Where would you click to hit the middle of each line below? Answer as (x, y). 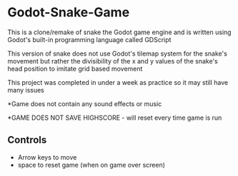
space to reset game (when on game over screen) (91, 165)
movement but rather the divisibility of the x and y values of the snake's (113, 61)
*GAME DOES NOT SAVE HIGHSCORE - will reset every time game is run (115, 118)
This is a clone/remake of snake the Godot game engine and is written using (119, 32)
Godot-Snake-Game (69, 12)
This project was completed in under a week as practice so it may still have (118, 82)
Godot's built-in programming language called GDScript (89, 39)
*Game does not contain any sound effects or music (85, 103)
